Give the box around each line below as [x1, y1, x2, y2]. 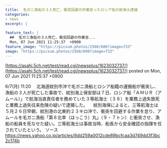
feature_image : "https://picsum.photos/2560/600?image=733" [5, 44, 133, 49]
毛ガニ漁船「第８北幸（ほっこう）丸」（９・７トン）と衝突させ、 [22, 114, 156, 120]
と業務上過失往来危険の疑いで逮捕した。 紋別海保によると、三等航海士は [5, 102, 159, 108]
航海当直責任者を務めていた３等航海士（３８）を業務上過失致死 [29, 95, 160, 102]
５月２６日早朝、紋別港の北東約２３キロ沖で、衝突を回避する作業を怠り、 [5, 108, 158, 114]
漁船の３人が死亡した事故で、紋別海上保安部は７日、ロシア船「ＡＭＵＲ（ [5, 89, 158, 95]
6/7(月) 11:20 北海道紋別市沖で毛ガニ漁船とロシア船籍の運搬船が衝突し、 [5, 83, 159, 89]
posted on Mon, [129, 68, 162, 74]
